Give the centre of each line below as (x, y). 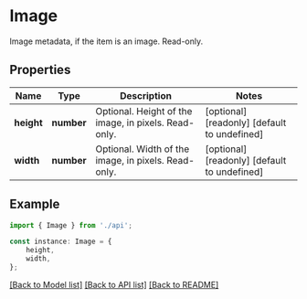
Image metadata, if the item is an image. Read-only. (106, 41)
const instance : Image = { (61, 242)
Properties (40, 70)
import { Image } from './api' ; (71, 225)
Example (35, 204)
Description (146, 95)
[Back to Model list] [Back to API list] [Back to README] (114, 284)
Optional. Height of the (144, 111)
